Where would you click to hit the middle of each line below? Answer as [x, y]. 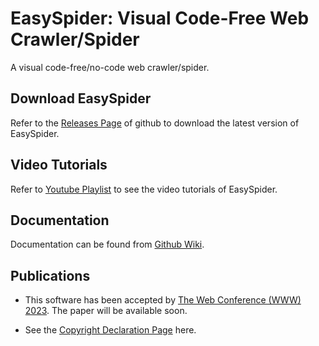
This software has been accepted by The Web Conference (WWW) [163, 300]
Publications [50, 275]
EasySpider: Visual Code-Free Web [160, 18]
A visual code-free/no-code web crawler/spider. [110, 67]
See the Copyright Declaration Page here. [110, 330]
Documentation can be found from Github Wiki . [107, 244]
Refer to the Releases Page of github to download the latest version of [155, 123]
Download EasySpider [81, 98]
